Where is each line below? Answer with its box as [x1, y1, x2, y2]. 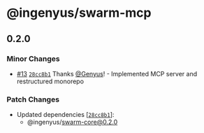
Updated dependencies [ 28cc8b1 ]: [16, 111, 115, 119]
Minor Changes [6, 54, 60, 64]
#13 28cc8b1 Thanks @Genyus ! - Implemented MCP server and [16, 69, 197, 78]
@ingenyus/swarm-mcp [6, 5, 152, 21]
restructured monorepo [16, 77, 85, 85]
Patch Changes [6, 94, 60, 104]
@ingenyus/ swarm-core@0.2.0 [27, 118, 118, 127]
